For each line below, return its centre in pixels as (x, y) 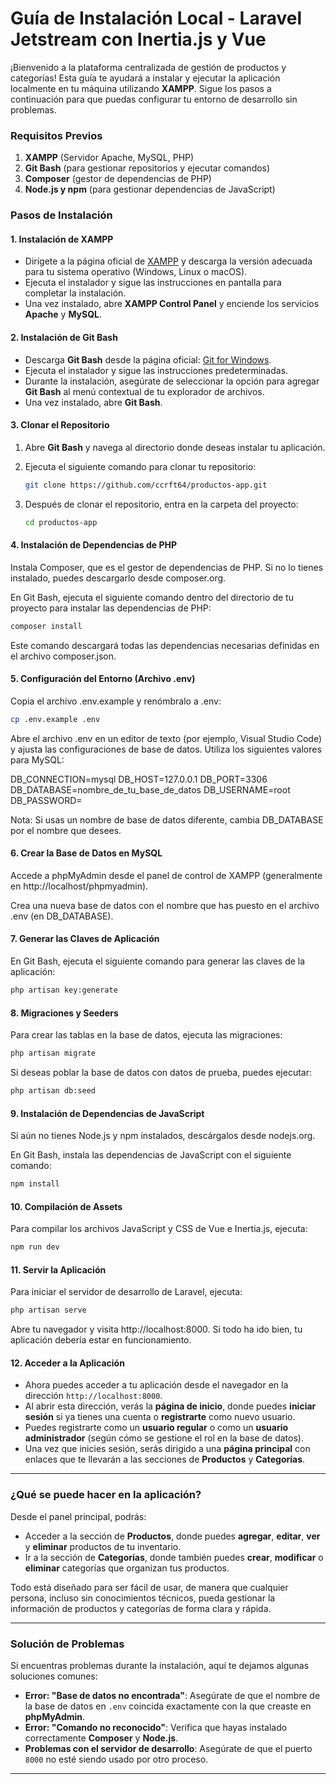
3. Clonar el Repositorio (60, 425)
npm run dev (35, 1247)
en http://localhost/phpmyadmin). (79, 886)
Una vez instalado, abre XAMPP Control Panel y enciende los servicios (172, 304)
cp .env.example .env (55, 719)
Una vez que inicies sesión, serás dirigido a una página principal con (167, 1449)
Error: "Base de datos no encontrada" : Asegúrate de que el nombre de (172, 1695)
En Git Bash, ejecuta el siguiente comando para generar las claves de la (158, 961)
